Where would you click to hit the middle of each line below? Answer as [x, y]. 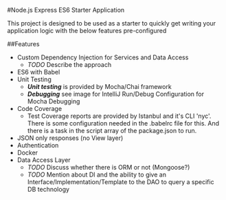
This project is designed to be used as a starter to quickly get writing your [112, 23]
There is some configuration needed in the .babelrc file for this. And [123, 123]
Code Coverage [39, 109]
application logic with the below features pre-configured [87, 31]
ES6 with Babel [38, 72]
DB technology [48, 189]
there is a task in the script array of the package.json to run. [112, 131]
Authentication [38, 145]
